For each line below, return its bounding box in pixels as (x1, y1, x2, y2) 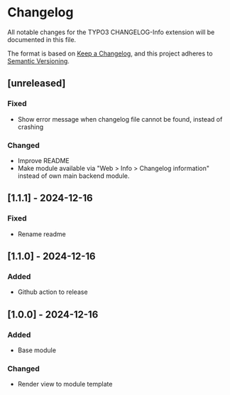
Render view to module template (17, 380, 113, 389)
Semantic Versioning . (7, 56, 70, 65)
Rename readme (17, 229, 66, 238)
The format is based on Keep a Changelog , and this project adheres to (7, 49, 213, 58)
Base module (17, 346, 57, 354)
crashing (17, 122, 44, 131)
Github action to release (17, 288, 88, 296)
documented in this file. (7, 35, 77, 43)
